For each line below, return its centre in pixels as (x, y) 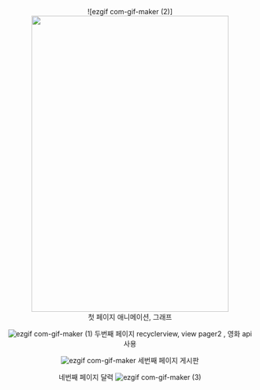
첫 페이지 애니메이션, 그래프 (130, 317)
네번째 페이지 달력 (86, 377)
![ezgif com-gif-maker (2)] (130, 11)
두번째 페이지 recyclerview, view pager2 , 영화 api (173, 334)
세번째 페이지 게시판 (168, 360)
